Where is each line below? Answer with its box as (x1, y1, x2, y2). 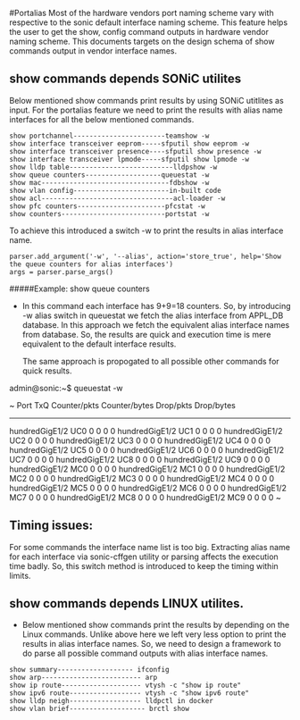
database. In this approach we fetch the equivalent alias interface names (21, 319, 290, 330)
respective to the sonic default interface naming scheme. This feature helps (9, 17, 288, 28)
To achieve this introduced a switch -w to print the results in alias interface (9, 225, 284, 236)
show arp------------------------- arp (9, 674, 158, 682)
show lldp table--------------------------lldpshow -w (9, 163, 218, 172)
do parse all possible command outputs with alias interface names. (21, 648, 269, 659)
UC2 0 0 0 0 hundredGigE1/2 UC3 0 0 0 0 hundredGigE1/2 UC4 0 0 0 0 (9, 435, 271, 446)
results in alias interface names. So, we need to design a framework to (21, 639, 281, 649)
